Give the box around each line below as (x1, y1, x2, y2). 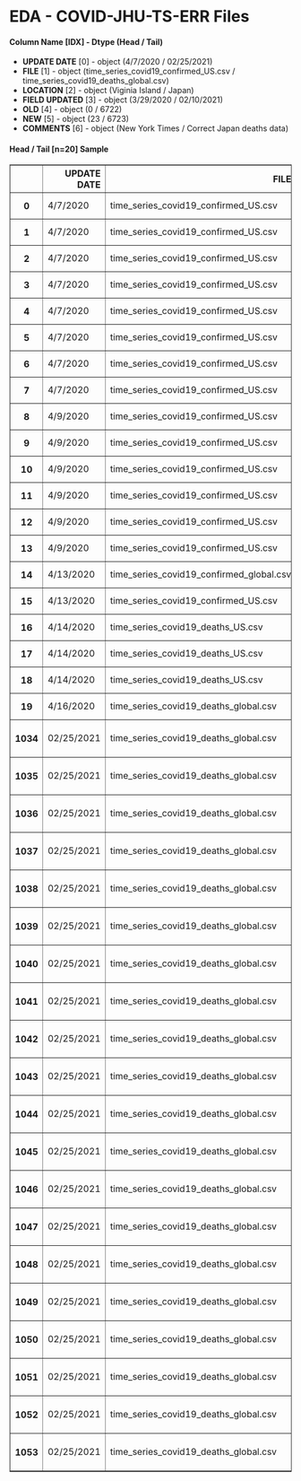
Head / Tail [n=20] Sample (9, 144, 109, 154)
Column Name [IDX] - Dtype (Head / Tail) (9, 36, 164, 47)
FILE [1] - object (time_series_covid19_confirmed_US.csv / (21, 65, 236, 77)
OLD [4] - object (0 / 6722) (21, 104, 123, 115)
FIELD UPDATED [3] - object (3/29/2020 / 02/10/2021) (21, 94, 224, 105)
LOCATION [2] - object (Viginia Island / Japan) (21, 85, 194, 96)
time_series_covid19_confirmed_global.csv (109, 568, 292, 580)
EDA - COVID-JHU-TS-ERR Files (9, 6, 250, 27)
